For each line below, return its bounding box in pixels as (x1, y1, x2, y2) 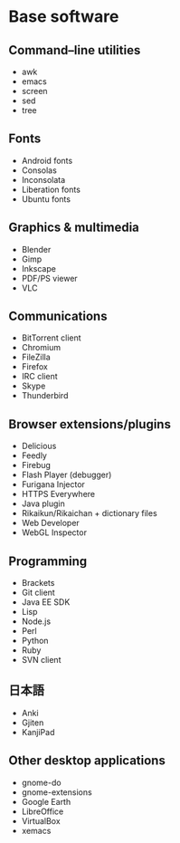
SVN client (21, 655, 62, 666)
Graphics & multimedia (8, 220, 139, 235)
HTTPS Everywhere (21, 489, 96, 500)
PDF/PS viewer (21, 273, 78, 283)
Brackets (21, 578, 55, 589)
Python (21, 636, 49, 647)
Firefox (21, 361, 49, 372)
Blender (21, 244, 52, 254)
